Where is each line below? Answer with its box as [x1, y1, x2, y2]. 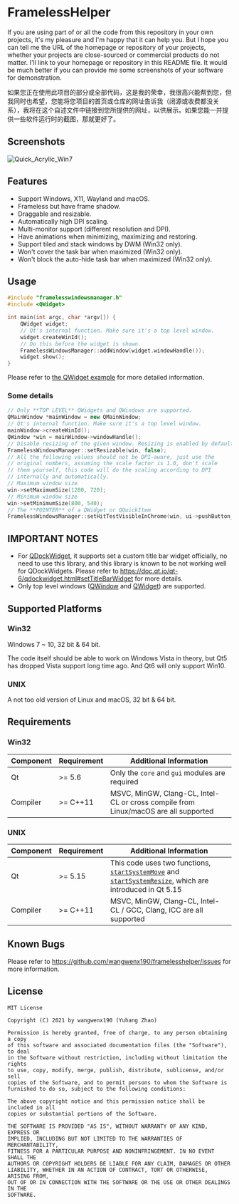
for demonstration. [7, 73, 62, 82]
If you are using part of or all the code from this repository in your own [7, 28, 213, 36]
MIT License [7, 1004, 43, 1012]
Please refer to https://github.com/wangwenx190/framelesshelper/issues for [7, 957, 231, 965]
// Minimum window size [7, 493, 78, 500]
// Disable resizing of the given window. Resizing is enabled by [7, 440, 208, 447]
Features [7, 175, 48, 187]
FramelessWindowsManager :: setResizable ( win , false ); [7, 447, 167, 454]
